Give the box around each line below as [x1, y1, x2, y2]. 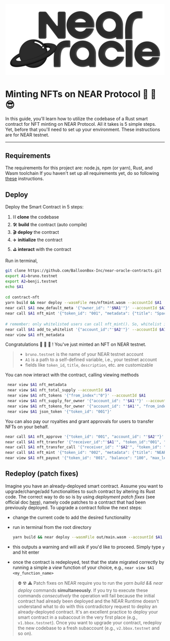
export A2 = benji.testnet [5, 278, 58, 284]
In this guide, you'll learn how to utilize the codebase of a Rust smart [5, 116, 148, 122]
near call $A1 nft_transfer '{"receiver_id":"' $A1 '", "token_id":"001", [5, 439, 162, 445]
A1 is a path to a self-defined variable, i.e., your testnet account [25, 357, 157, 363]
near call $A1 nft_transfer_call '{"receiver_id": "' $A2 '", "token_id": [5, 445, 162, 450]
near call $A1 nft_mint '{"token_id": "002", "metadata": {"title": [5, 450, 153, 455]
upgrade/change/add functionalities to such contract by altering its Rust [5, 488, 155, 494]
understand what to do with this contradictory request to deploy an [17, 603, 158, 610]
